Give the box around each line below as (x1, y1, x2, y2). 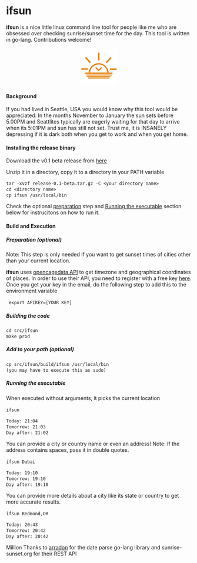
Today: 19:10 (6, 469, 38, 476)
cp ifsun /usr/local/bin (6, 192, 67, 198)
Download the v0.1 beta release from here (6, 157, 107, 164)
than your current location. (6, 257, 71, 264)
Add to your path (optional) (6, 346, 75, 353)
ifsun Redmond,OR (6, 511, 49, 517)
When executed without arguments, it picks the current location (6, 394, 161, 401)
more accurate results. (6, 498, 61, 505)
